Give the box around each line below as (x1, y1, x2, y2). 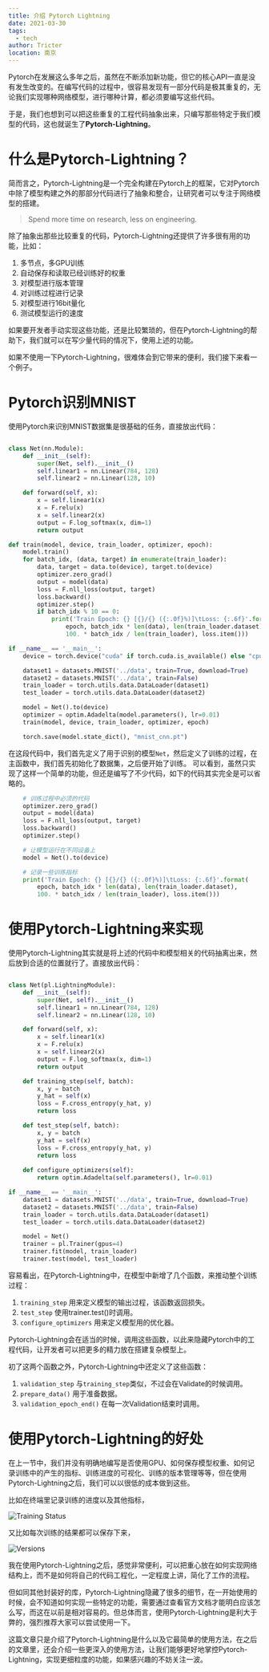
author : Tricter (8, 42, 62, 50)
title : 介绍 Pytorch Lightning (8, 11, 110, 20)
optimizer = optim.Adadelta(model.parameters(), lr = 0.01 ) (22, 711, 220, 719)
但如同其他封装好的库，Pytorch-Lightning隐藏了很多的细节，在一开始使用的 (8, 1587, 258, 1597)
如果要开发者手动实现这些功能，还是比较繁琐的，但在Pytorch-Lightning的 (8, 325, 251, 335)
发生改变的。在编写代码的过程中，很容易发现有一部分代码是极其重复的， (14, 82, 254, 91)
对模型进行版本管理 (19, 278, 84, 287)
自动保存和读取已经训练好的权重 (19, 268, 126, 278)
